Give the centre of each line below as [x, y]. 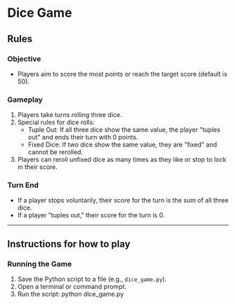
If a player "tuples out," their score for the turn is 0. [91, 215]
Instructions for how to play [69, 244]
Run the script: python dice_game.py [71, 294]
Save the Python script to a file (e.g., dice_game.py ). [92, 279]
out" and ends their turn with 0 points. [83, 137]
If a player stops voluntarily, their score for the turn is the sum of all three [123, 201]
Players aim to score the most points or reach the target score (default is [122, 74]
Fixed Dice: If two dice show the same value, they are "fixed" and [123, 144]
